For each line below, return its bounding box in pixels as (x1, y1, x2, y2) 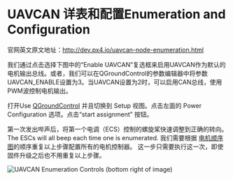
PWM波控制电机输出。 (7, 87, 72, 95)
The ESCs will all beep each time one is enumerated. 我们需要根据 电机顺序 (7, 133, 224, 142)
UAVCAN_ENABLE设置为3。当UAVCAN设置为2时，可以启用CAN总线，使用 (7, 77, 223, 86)
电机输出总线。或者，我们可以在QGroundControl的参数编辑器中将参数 (7, 69, 208, 77)
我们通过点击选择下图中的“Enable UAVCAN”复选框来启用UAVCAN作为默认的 (7, 60, 226, 68)
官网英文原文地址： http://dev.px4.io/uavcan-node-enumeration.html (7, 45, 204, 54)
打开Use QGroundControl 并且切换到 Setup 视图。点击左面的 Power (7, 101, 202, 110)
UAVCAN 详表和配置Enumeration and (7, 6, 226, 22)
